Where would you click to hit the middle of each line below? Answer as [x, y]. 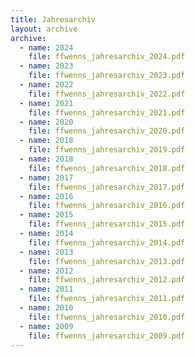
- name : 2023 [46, 66]
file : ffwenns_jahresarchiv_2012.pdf [107, 280]
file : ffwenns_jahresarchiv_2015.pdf [107, 224]
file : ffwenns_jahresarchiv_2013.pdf [107, 261]
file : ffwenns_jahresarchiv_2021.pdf [107, 112]
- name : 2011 [46, 289]
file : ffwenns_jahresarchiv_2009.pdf [107, 336]
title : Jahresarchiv [53, 19]
